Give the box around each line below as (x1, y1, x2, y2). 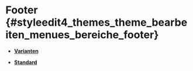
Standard (13, 59, 37, 66)
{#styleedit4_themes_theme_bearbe (5, 16, 188, 29)
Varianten (13, 47, 39, 54)
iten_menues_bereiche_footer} (5, 29, 159, 41)
